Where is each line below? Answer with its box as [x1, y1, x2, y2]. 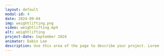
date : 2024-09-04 [5, 16, 41, 21]
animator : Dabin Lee [5, 39, 48, 44]
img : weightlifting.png [5, 20, 54, 26]
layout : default [5, 7, 38, 12]
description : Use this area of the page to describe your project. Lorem [5, 43, 160, 48]
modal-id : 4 [5, 12, 29, 17]
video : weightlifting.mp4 [5, 25, 58, 30]
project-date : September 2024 [5, 35, 67, 39]
